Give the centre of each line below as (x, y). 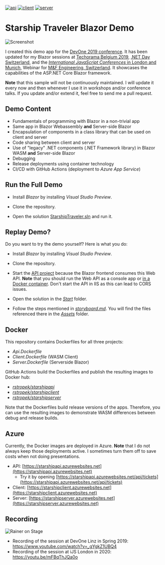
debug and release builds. (32, 418)
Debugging (24, 158)
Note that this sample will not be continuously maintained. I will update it (80, 82)
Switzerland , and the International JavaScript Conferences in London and (81, 62)
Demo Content (28, 109)
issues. (20, 289)
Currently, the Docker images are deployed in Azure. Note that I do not (78, 446)
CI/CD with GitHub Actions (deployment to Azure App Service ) (77, 169)
